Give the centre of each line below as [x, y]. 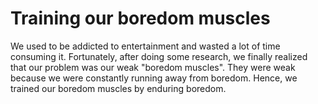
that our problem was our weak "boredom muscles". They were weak [153, 67]
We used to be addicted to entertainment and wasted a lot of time [145, 46]
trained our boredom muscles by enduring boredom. [118, 88]
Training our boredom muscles [140, 18]
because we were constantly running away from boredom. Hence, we [154, 78]
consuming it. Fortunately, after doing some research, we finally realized [159, 56]
